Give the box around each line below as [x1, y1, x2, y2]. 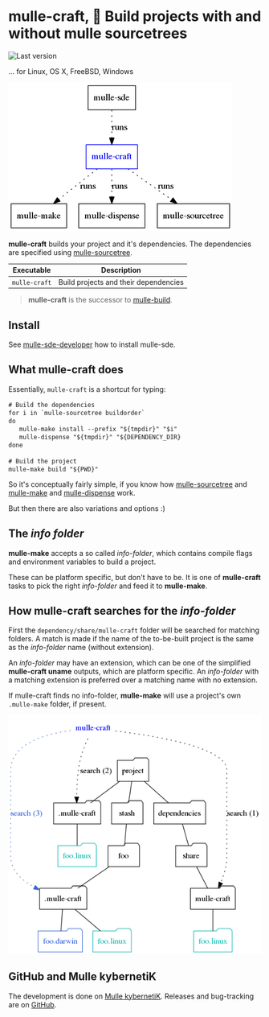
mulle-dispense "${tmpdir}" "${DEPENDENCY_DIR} [18, 433, 181, 441]
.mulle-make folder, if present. [8, 699, 107, 709]
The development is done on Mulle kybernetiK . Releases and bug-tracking [8, 991, 255, 1001]
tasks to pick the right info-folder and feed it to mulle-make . [8, 581, 208, 591]
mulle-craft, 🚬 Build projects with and [8, 7, 262, 26]
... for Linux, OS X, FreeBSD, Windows [8, 66, 134, 76]
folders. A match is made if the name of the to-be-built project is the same [8, 634, 255, 644]
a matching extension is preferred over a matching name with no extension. [8, 675, 259, 685]
